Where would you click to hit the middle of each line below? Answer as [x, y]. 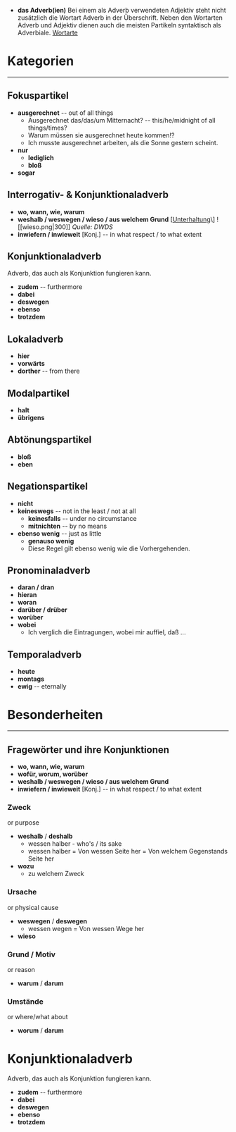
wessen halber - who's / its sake [75, 844]
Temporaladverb [45, 654]
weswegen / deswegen [52, 921]
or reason [21, 969]
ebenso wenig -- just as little [59, 533]
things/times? [48, 128]
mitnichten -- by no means [67, 526]
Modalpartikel [39, 393]
